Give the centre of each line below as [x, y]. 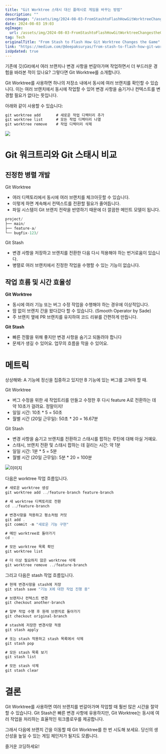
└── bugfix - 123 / [22, 233]
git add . [15, 520]
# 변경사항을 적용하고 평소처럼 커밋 [36, 515]
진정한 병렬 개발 [28, 175]
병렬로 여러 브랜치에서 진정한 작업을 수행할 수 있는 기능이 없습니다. [76, 265]
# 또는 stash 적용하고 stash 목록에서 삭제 [44, 639]
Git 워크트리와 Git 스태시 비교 [61, 155]
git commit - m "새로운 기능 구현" [37, 524]
